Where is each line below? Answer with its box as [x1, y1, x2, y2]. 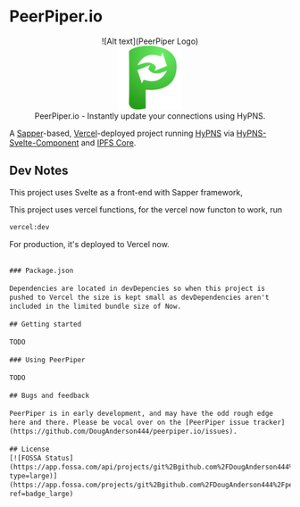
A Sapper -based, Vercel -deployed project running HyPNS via [9, 128, 235, 138]
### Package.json [9, 266, 74, 275]
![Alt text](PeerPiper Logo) [101, 36, 199, 46]
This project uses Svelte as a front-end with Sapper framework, [9, 187, 243, 197]
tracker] [253, 418, 286, 427]
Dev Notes [9, 163, 69, 179]
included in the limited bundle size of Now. [9, 302, 181, 311]
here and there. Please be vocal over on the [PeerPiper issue [9, 418, 250, 427]
